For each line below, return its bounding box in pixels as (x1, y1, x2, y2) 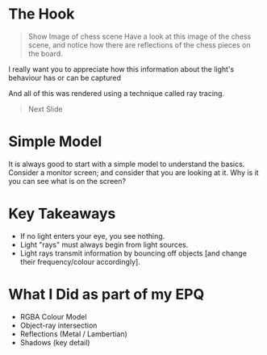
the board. (27, 48, 63, 58)
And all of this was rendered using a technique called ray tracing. (8, 88, 224, 98)
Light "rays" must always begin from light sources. (19, 240, 189, 249)
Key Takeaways (8, 205, 116, 223)
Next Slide (27, 104, 63, 114)
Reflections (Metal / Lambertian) (19, 328, 127, 339)
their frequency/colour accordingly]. (19, 257, 141, 266)
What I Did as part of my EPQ (8, 286, 205, 303)
